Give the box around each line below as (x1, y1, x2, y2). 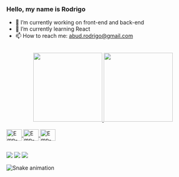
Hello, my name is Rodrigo (6, 5, 86, 13)
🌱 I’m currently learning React (15, 25, 91, 32)
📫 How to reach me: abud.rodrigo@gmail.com (15, 32, 134, 40)
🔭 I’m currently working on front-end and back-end (15, 19, 145, 26)
